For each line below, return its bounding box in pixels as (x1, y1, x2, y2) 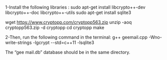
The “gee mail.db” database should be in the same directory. (5, 49, 130, 55)
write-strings (5, 39, 32, 45)
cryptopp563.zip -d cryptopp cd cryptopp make (5, 24, 104, 30)
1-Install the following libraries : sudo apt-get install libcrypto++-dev (5, 4, 145, 10)
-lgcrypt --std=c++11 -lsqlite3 (33, 39, 94, 45)
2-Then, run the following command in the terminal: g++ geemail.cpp (5, 34, 148, 40)
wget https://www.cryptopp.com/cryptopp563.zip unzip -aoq (5, 19, 132, 25)
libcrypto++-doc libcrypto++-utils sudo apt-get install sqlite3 (5, 9, 131, 15)
